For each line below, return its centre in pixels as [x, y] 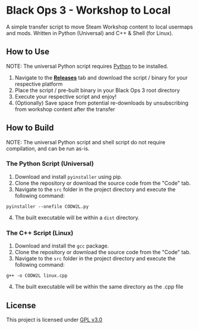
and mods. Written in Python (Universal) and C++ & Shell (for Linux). [90, 33]
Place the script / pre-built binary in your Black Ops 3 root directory [97, 90]
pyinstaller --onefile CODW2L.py [48, 206]
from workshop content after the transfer [65, 109]
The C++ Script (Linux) [40, 233]
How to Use [28, 52]
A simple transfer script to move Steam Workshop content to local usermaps [99, 27]
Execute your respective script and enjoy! [66, 96]
